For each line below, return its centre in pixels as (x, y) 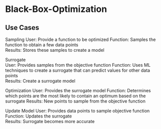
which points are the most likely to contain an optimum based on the (75, 96)
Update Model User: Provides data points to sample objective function (77, 111)
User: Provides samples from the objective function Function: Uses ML (78, 65)
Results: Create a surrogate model (40, 81)
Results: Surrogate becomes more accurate (50, 121)
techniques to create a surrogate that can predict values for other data (78, 70)
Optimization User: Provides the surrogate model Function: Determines (78, 90)
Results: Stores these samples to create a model (55, 50)
